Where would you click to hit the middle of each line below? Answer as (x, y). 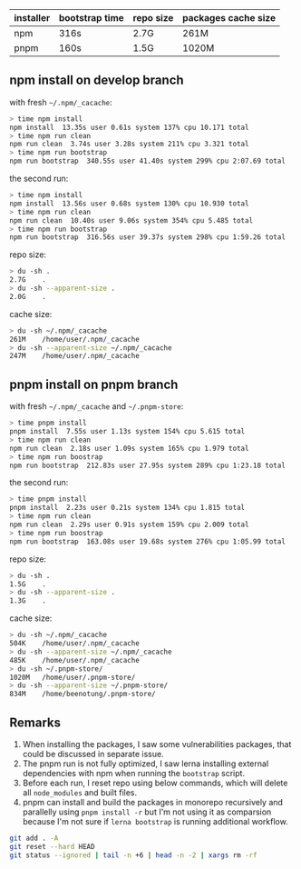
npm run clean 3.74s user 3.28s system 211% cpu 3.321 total (129, 145)
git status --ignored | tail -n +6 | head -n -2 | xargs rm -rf (133, 855)
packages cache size (229, 18)
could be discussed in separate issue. (93, 754)
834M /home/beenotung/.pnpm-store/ (83, 694)
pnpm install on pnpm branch (94, 384)
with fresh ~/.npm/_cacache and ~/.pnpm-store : (97, 406)
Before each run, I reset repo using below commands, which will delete (155, 783)
